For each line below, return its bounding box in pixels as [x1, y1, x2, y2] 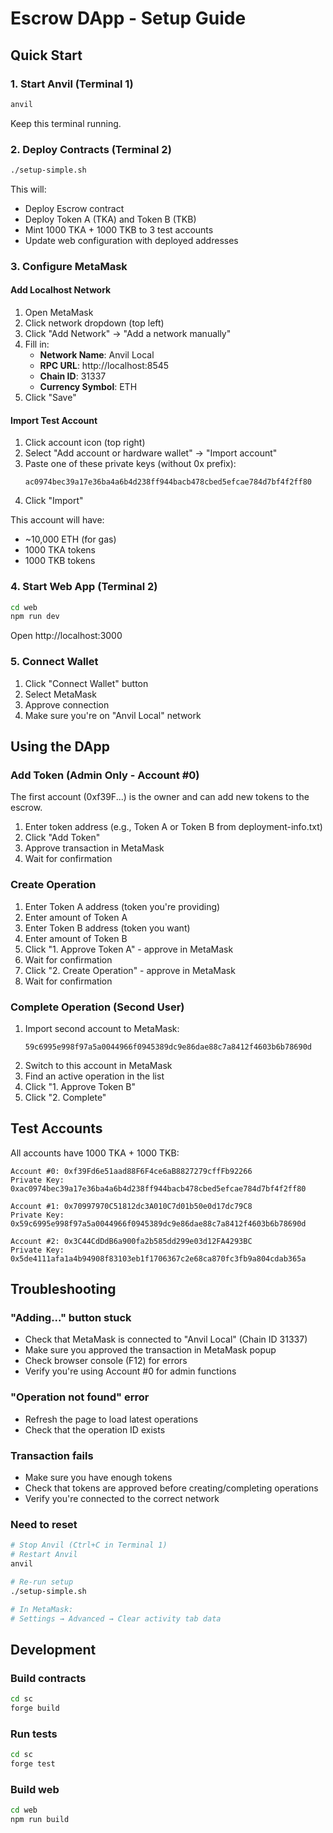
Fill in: [24, 338, 50, 351]
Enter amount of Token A [24, 911, 128, 923]
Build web [10, 1782, 60, 1796]
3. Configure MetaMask [10, 259, 128, 273]
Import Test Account [10, 414, 98, 426]
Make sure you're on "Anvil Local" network [24, 709, 202, 721]
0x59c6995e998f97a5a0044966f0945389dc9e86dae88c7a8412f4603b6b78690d [10, 1218, 307, 1229]
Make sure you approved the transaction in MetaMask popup [24, 1344, 277, 1356]
